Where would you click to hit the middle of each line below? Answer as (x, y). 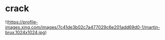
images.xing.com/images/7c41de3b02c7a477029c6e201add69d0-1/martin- (83, 27)
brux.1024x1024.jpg (25, 32)
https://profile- (23, 22)
